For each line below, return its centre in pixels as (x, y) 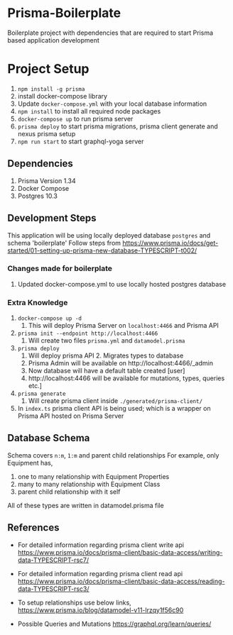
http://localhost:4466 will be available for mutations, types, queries (126, 378)
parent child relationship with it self (69, 492)
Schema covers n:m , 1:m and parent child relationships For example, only (113, 455)
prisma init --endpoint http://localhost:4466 (88, 334)
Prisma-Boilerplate (64, 13)
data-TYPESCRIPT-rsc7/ (53, 560)
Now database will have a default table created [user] (107, 371)
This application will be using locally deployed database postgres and (109, 235)
